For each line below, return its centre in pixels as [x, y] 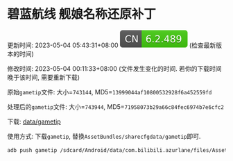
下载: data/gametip [34, 121]
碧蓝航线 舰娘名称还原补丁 [81, 14]
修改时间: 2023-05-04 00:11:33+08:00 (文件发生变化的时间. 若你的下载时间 [114, 68]
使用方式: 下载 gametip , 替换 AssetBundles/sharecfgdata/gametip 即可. [104, 136]
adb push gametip [32, 150]
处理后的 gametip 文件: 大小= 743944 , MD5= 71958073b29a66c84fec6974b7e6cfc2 [115, 107]
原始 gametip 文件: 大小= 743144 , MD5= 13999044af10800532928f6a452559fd [110, 92]
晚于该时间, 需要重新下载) [44, 77]
